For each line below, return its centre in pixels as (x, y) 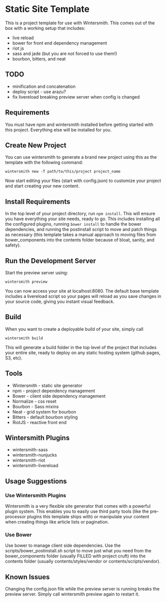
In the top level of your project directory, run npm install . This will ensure (80, 214)
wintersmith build (24, 338)
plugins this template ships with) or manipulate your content (88, 517)
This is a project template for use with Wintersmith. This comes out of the (80, 23)
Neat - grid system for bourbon (44, 412)
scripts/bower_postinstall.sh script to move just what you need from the (78, 551)
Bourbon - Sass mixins (35, 406)
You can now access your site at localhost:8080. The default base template (82, 291)
